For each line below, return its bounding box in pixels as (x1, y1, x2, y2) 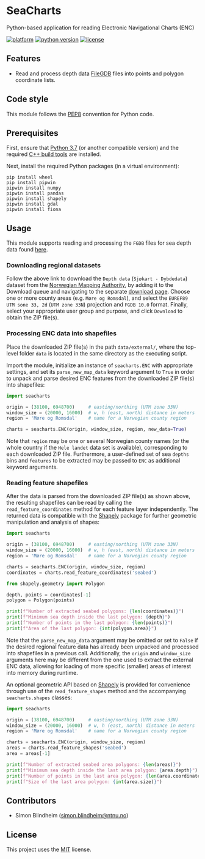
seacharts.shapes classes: (6, 694, 73, 701)
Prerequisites (6, 128, 59, 138)
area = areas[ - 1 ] (6, 751, 51, 757)
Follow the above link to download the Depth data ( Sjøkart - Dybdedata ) (6, 275, 188, 282)
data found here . (6, 246, 48, 253)
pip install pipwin (6, 180, 56, 186)
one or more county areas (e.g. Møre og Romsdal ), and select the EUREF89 (6, 294, 188, 302)
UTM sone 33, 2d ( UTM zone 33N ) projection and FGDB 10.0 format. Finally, (6, 301, 188, 308)
